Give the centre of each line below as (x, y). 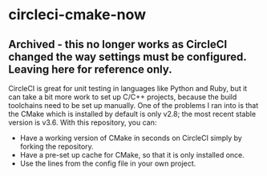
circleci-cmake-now (77, 15)
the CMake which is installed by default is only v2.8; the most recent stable (132, 114)
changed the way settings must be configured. (127, 56)
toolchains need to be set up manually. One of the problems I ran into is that (133, 105)
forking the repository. (57, 146)
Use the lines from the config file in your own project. (108, 163)
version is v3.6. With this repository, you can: (83, 122)
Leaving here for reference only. (90, 69)
